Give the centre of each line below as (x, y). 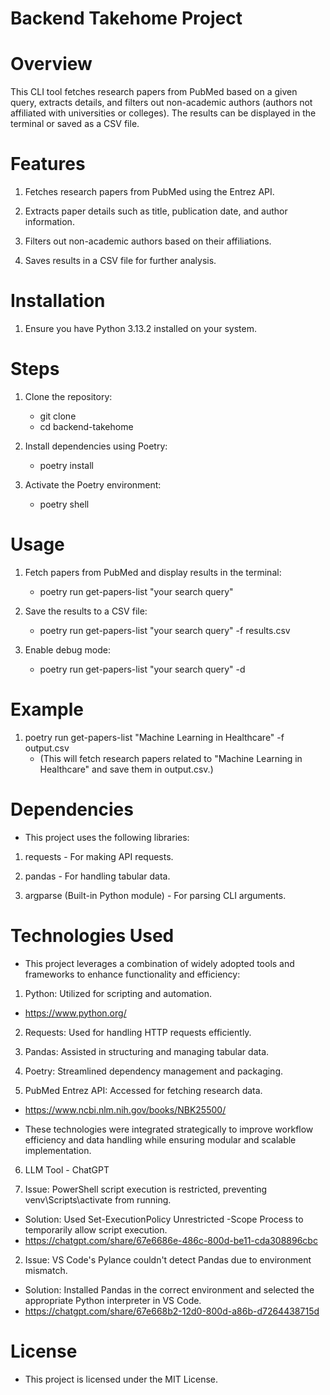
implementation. (58, 1150)
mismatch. (46, 1270)
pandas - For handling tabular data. (97, 876)
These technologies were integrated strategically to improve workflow (169, 1129)
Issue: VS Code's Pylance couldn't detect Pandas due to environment (168, 1259)
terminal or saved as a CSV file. (75, 124)
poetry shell (64, 504)
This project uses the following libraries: (107, 837)
